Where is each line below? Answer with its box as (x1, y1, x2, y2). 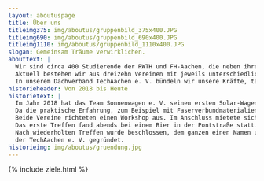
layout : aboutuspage (8, 11, 76, 20)
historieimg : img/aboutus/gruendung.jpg (8, 143, 143, 151)
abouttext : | (8, 56, 51, 64)
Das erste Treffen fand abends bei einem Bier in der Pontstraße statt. (15, 121, 258, 129)
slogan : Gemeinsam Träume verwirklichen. (8, 48, 146, 56)
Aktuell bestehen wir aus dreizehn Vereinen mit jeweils (15, 70, 206, 78)
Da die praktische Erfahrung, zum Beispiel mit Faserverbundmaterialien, (15, 107, 262, 115)
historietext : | (8, 92, 61, 100)
